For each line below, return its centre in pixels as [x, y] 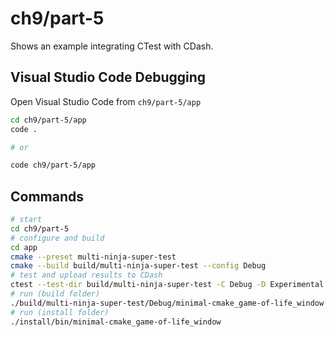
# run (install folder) [60, 312]
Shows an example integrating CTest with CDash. [112, 46]
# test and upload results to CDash [86, 275]
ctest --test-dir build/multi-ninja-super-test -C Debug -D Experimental [167, 285]
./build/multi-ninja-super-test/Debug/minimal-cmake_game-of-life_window [167, 303]
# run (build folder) [55, 294]
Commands [47, 196]
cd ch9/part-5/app [48, 120]
